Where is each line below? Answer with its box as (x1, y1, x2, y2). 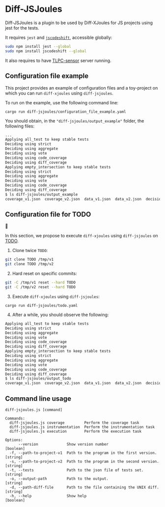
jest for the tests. (5, 25, 39, 31)
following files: (5, 123, 35, 129)
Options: (5, 438, 23, 443)
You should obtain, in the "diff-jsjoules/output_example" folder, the (5, 118, 144, 124)
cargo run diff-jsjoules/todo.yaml (5, 303, 78, 308)
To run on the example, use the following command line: (5, 99, 119, 105)
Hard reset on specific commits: (12, 271, 77, 277)
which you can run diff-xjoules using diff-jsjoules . (5, 90, 114, 96)
